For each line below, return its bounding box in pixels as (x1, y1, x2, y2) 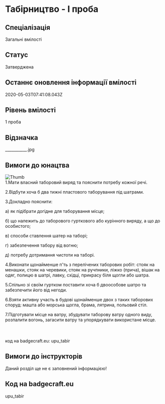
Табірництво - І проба (5, 3, 99, 15)
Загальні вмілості (5, 36, 42, 42)
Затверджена (5, 64, 34, 70)
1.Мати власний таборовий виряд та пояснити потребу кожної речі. (5, 180, 148, 186)
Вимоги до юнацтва (5, 161, 70, 169)
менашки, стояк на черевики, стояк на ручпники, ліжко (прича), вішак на (5, 267, 160, 273)
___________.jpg (5, 146, 35, 152)
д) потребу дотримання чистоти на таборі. (5, 252, 95, 258)
